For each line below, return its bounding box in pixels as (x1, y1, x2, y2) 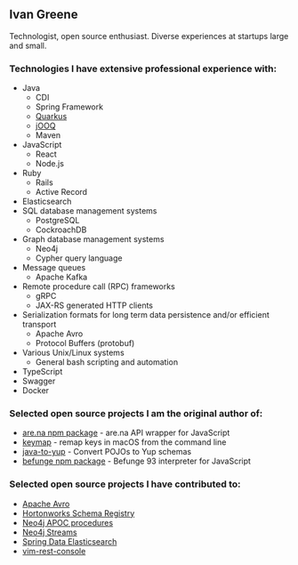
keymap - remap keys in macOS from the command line (21, 437, 227, 448)
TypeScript (21, 367, 63, 377)
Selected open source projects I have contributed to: (9, 478, 241, 490)
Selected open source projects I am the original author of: (9, 408, 263, 420)
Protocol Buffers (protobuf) (35, 338, 135, 349)
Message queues (21, 262, 86, 273)
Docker (21, 385, 50, 396)
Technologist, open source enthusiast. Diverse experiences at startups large (9, 30, 289, 41)
